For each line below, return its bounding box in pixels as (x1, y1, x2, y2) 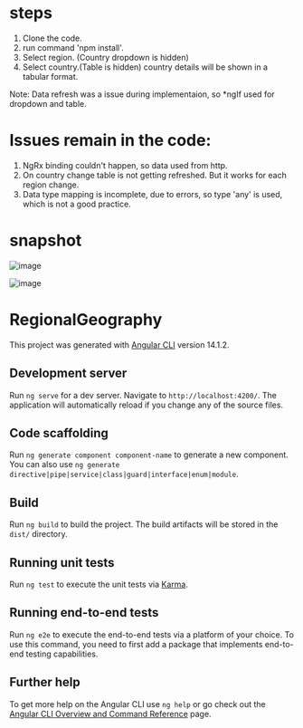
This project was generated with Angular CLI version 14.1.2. (9, 339, 230, 350)
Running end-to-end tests (9, 605, 159, 620)
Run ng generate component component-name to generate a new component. (9, 449, 289, 460)
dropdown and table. (9, 98, 88, 109)
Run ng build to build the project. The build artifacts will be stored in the (9, 519, 279, 530)
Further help (9, 675, 81, 690)
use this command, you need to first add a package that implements (9, 638, 263, 649)
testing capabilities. (25, 648, 99, 659)
